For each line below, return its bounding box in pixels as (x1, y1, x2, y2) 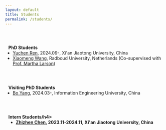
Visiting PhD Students (8, 84, 55, 90)
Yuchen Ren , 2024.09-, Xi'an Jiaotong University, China (12, 50, 128, 56)
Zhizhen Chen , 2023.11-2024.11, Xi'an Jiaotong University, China (16, 119, 154, 125)
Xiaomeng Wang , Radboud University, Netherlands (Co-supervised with (12, 55, 161, 61)
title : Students (5, 12, 39, 17)
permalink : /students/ (5, 16, 53, 21)
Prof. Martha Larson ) (12, 60, 56, 66)
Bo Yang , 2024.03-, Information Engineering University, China (12, 90, 140, 96)
